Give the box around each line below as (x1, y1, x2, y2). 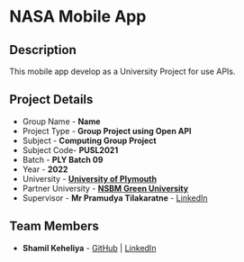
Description (9, 42, 77, 58)
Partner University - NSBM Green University (22, 183, 189, 194)
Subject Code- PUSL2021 (22, 144, 119, 155)
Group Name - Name (22, 115, 101, 127)
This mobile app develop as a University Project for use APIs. (9, 66, 236, 77)
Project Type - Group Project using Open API (22, 125, 192, 136)
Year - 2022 (22, 164, 68, 175)
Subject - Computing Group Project (22, 135, 157, 146)
